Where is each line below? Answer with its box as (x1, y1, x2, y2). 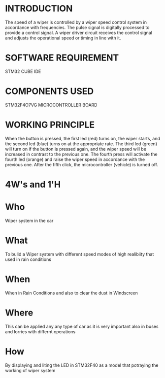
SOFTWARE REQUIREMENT (5, 52, 119, 63)
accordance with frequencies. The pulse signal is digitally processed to (5, 24, 150, 30)
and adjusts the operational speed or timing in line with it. (5, 35, 122, 41)
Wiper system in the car (5, 218, 54, 223)
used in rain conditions (5, 256, 52, 262)
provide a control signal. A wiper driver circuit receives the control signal (5, 30, 153, 35)
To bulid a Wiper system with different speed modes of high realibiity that (5, 251, 154, 257)
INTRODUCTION (5, 3, 73, 14)
